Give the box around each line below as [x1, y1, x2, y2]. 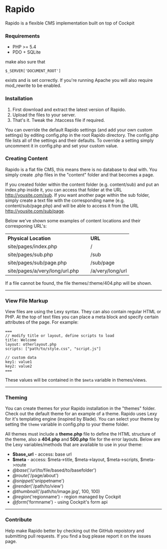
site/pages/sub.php [7, 251, 53, 258]
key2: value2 [5, 364, 32, 369]
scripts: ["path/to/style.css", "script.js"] [5, 346, 101, 352]
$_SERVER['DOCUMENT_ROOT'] [5, 68, 61, 73]
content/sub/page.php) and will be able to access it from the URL [5, 202, 139, 208]
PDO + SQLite [12, 49, 41, 55]
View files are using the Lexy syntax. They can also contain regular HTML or [5, 309, 162, 315]
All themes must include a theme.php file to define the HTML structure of [5, 431, 156, 437]
